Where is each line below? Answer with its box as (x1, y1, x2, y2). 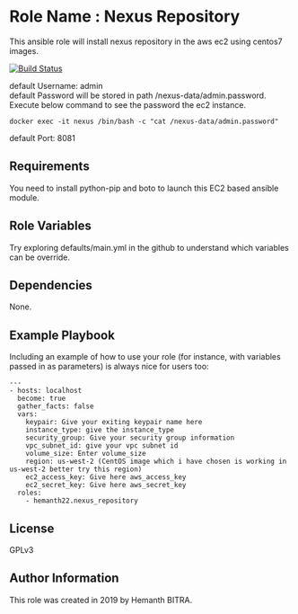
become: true (17, 394, 66, 404)
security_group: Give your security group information (25, 433, 235, 442)
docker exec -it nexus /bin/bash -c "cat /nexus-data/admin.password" (9, 117, 279, 126)
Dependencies (9, 277, 92, 293)
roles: (17, 488, 42, 498)
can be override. (9, 252, 70, 263)
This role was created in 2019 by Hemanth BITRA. (9, 594, 193, 605)
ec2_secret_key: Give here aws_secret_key (25, 481, 187, 490)
